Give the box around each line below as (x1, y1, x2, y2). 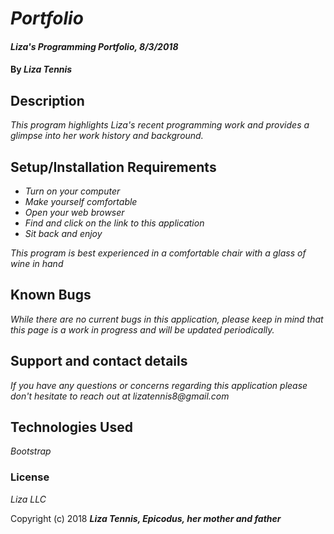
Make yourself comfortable (24, 196, 138, 207)
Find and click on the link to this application (24, 217, 205, 229)
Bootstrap (10, 445, 52, 457)
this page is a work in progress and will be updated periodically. (10, 323, 275, 336)
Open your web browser (24, 207, 125, 218)
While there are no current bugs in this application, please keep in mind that (10, 313, 324, 325)
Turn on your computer (24, 185, 121, 197)
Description (10, 92, 85, 109)
